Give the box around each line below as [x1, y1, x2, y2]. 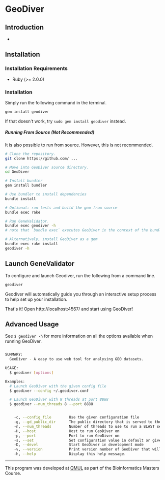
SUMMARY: [5, 352, 23, 357]
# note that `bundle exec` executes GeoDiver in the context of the [5, 228, 148, 233]
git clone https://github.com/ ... [5, 156, 78, 161]
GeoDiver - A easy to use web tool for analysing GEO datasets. [9, 357, 144, 362]
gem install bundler [5, 183, 48, 188]
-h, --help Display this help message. [14, 451, 126, 456]
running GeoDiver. [5, 338, 42, 344]
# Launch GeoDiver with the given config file [9, 384, 107, 388]
